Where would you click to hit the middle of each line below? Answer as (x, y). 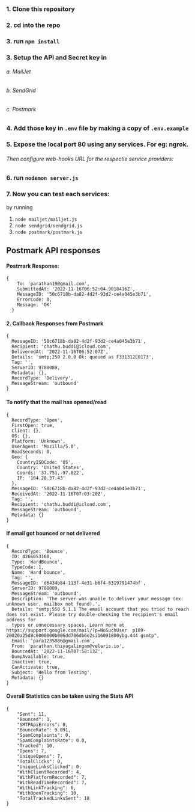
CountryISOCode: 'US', (45, 462)
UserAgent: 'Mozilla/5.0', (45, 446)
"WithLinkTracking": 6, (47, 788)
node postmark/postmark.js (49, 232)
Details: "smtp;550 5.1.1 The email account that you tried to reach (100, 609)
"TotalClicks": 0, (40, 761)
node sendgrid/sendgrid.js (49, 226)
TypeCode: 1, (28, 567)
